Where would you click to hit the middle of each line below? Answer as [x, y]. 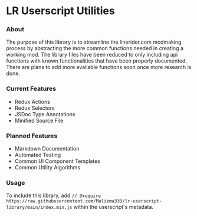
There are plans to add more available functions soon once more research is [99, 67]
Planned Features [32, 136]
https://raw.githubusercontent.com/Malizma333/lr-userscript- [84, 201]
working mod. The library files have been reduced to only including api [92, 55]
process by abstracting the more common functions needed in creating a [95, 48]
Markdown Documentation [47, 149]
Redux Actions [32, 102]
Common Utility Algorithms [47, 168]
